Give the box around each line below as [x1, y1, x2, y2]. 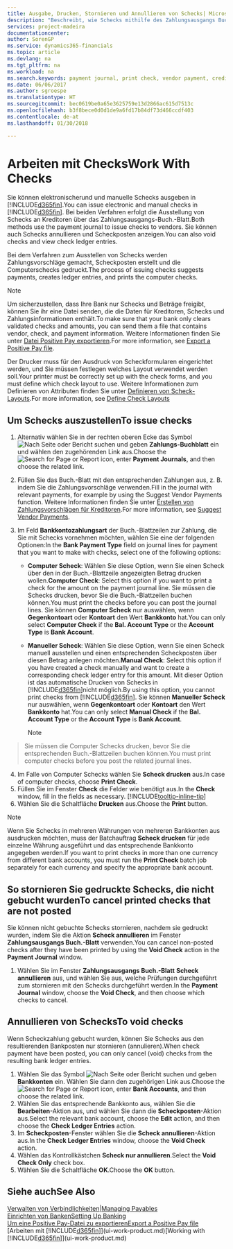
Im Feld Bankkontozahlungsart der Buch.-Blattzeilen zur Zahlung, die [17, 526, 217, 535]
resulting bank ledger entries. [7, 1056, 92, 1065]
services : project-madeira [7, 23, 85, 30]
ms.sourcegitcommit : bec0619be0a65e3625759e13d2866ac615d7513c [7, 101, 194, 107]
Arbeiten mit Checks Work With [7, 155, 191, 171]
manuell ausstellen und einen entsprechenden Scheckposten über [27, 649, 217, 657]
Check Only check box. [17, 1158, 85, 1166]
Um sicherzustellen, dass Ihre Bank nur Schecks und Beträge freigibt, [7, 300, 206, 309]
